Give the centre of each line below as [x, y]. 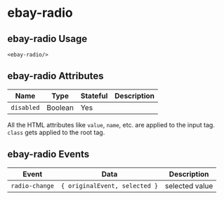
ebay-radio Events [48, 154]
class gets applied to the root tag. [56, 132]
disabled [25, 107]
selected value [189, 185]
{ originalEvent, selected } [110, 186]
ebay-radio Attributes [55, 76]
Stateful [94, 96]
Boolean [60, 108]
